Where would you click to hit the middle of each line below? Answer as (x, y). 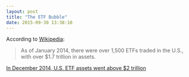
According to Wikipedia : (36, 39)
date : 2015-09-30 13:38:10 (39, 22)
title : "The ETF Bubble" (37, 17)
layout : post (22, 11)
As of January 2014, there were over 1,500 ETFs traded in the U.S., (102, 51)
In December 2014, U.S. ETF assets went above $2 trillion (76, 68)
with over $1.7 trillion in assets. (58, 57)
